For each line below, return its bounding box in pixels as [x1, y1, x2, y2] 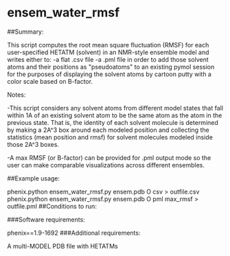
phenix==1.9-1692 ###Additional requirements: [7, 229, 141, 237]
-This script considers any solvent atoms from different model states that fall [7, 104, 224, 112]
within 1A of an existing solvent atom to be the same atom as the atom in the [7, 111, 222, 119]
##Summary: [7, 27, 44, 36]
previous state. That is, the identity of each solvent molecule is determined [7, 118, 218, 126]
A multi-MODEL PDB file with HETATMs [7, 242, 118, 250]
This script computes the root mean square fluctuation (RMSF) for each [7, 40, 209, 49]
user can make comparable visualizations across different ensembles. [7, 161, 205, 169]
